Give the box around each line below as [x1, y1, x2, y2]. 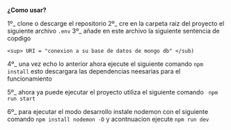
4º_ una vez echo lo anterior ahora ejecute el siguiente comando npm [7, 60, 204, 68]
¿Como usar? [7, 6, 47, 14]
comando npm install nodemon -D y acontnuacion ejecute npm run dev [7, 115, 209, 123]
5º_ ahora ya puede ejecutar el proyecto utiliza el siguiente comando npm [7, 88, 218, 96]
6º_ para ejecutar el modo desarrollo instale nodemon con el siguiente [7, 108, 209, 115]
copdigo [7, 34, 31, 42]
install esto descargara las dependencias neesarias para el [7, 67, 181, 75]
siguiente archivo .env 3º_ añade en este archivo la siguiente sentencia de [7, 27, 221, 35]
